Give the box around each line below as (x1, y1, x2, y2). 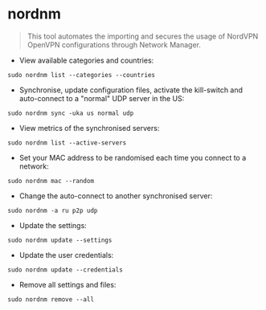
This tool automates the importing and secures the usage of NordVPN (27, 31, 259, 41)
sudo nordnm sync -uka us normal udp (7, 109, 134, 117)
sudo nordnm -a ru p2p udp (7, 206, 98, 214)
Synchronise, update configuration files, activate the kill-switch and (18, 85, 243, 95)
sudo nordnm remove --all (7, 295, 94, 304)
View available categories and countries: (18, 55, 154, 65)
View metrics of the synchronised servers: (18, 123, 160, 133)
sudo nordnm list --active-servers (7, 138, 127, 147)
